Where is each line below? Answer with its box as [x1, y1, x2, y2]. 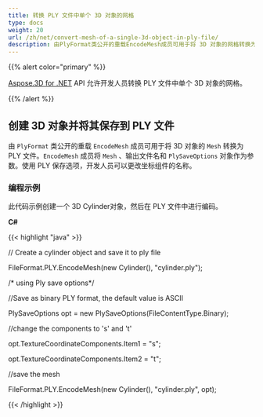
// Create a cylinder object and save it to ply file [8, 248, 161, 258]
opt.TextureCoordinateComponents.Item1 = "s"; [8, 339, 161, 349]
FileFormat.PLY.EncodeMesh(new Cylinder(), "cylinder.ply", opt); [8, 385, 217, 394]
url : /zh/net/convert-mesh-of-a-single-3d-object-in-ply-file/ [8, 33, 219, 42]
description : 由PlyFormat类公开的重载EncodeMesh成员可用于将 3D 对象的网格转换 [8, 41, 251, 49]
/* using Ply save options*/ [8, 278, 95, 287]
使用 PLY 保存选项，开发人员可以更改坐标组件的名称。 [21, 160, 196, 170]
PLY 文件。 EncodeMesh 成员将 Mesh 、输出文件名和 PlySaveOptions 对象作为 [8, 151, 247, 160]
